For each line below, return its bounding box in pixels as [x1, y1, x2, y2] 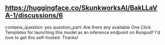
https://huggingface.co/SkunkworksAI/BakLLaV [5, 4, 158, 12]
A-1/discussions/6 [5, 12, 63, 20]
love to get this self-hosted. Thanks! [5, 34, 79, 40]
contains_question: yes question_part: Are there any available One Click [5, 24, 151, 30]
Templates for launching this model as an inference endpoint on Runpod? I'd [5, 29, 161, 35]
